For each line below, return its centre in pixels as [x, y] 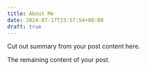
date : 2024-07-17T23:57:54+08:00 [55, 20]
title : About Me [31, 14]
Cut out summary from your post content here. [74, 47]
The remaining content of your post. [59, 60]
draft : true [24, 26]
